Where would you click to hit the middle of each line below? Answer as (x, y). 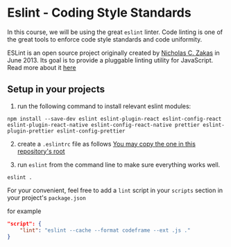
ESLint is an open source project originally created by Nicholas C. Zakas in (113, 53)
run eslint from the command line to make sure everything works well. (119, 164)
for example (24, 211)
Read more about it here (42, 67)
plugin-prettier (31, 131)
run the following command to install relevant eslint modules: (104, 106)
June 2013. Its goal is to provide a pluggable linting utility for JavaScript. (110, 60)
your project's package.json (47, 197)
